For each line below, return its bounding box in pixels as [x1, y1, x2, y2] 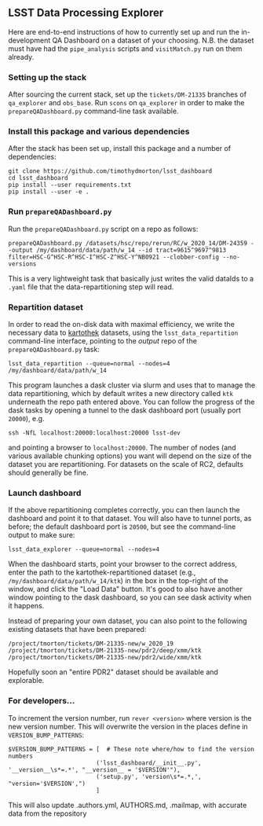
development [8, 35, 51, 45]
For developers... [8, 696, 75, 707]
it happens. [8, 601, 45, 611]
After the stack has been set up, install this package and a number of [8, 144, 232, 153]
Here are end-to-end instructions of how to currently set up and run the [8, 27, 239, 36]
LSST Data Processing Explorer [8, 6, 164, 20]
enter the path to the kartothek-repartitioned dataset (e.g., [8, 567, 196, 577]
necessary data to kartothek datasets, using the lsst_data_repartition [8, 328, 239, 337]
